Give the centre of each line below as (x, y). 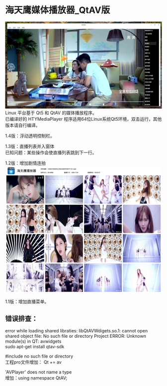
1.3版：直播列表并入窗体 (30, 146)
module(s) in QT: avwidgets (33, 341)
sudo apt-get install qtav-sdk (35, 347)
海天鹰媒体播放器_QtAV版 (58, 10)
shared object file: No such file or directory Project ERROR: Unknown (76, 336)
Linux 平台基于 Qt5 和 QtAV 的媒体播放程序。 (51, 113)
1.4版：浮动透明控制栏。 (30, 136)
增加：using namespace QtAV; (36, 378)
